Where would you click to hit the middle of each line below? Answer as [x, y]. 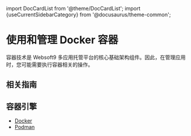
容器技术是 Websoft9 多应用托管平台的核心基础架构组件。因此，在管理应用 [96, 57]
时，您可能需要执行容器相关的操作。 [50, 64]
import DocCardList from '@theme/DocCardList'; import [73, 8]
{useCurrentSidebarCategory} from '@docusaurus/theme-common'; [88, 15]
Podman [25, 127]
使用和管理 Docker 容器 [62, 40]
